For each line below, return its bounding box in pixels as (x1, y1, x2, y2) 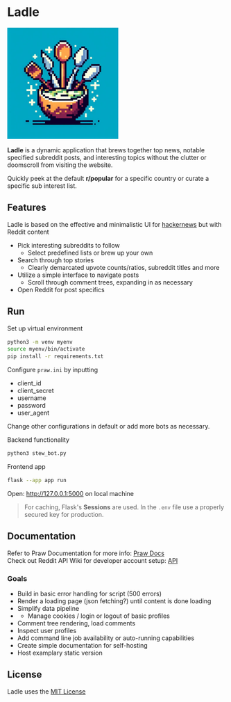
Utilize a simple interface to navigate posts (17, 271, 139, 279)
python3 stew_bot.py (7, 450, 67, 457)
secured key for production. (24, 510, 104, 518)
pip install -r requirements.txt (7, 353, 104, 360)
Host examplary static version (17, 648, 103, 657)
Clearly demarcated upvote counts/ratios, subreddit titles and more (27, 263, 220, 271)
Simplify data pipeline (17, 605, 80, 613)
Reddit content (7, 228, 50, 236)
